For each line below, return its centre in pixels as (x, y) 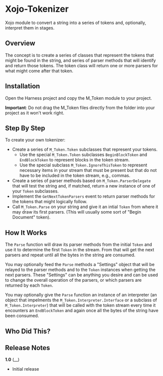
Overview (20, 43)
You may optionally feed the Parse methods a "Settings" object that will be (80, 265)
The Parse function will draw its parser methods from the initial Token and (79, 244)
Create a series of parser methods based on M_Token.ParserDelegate (81, 181)
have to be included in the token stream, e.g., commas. (75, 176)
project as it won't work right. (35, 113)
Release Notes (28, 348)
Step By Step (25, 128)
